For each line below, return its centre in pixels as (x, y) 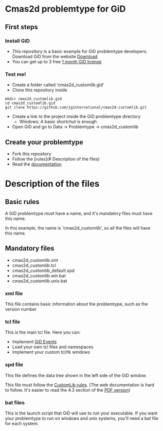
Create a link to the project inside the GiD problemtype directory (76, 117)
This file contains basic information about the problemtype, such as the (77, 304)
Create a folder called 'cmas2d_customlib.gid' (58, 85)
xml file (14, 293)
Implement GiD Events (34, 342)
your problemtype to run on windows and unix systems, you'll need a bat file (82, 418)
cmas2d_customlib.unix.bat (39, 281)
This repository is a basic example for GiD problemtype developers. (80, 51)
